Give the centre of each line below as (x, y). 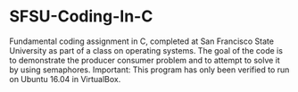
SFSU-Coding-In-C (81, 17)
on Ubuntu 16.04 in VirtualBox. (65, 79)
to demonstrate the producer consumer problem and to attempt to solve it (145, 60)
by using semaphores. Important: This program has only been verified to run (149, 70)
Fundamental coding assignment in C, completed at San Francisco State (142, 41)
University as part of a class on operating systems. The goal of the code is (146, 50)
